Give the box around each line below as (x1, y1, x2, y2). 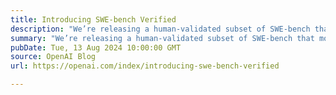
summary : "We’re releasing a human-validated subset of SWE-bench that (10, 33, 315, 43)
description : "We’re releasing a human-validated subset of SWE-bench (10, 24, 311, 34)
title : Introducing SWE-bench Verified (10, 14, 177, 25)
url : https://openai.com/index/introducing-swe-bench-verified (10, 61, 280, 71)
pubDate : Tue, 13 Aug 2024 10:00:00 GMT (10, 42, 182, 53)
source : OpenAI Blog (10, 52, 97, 62)
